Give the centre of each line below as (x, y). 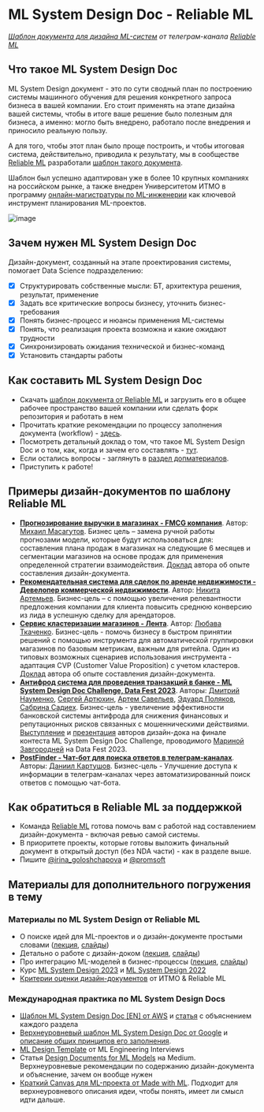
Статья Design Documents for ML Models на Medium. (108, 1058)
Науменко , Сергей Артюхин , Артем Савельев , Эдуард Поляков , (128, 699)
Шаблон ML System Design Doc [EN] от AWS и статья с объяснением (136, 1016)
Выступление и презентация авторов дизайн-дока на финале (123, 732)
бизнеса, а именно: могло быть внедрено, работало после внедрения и (129, 122)
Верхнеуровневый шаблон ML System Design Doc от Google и (124, 1033)
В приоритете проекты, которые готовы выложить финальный (124, 843)
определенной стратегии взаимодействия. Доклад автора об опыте (135, 565)
